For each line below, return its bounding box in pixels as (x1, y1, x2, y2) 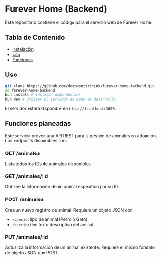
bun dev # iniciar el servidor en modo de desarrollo (5, 97, 116, 102)
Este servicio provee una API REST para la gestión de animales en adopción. (5, 132, 157, 138)
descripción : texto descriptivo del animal (12, 221, 93, 227)
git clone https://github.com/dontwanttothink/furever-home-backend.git (5, 83, 155, 88)
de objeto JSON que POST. (5, 250, 59, 256)
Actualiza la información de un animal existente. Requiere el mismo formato (5, 245, 155, 250)
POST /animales (5, 196, 44, 203)
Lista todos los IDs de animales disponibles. (5, 161, 92, 167)
